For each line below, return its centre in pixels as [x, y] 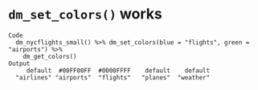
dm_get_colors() [50, 56]
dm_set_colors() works [85, 14]
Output [19, 63]
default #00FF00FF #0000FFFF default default [118, 70]
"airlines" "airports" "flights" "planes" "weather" [113, 77]
